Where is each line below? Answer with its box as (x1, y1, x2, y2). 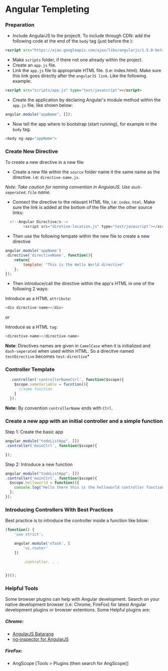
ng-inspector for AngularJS (12, 636, 69, 642)
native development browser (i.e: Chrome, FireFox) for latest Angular (5, 601, 146, 607)
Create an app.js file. (12, 62, 56, 68)
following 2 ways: (12, 286, 49, 292)
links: (12, 209, 23, 216)
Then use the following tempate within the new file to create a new (12, 233, 150, 239)
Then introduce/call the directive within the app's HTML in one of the (12, 281, 155, 287)
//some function (18, 387, 52, 392)
